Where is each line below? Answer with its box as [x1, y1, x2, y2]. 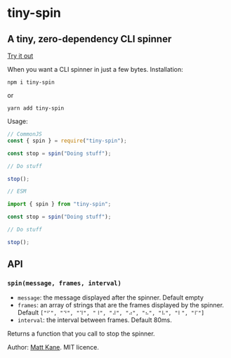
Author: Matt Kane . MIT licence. [7, 343, 100, 352]
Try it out [7, 51, 34, 60]
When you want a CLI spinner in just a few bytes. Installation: [7, 65, 184, 73]
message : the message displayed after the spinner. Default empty [17, 293, 204, 302]
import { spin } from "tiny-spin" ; [7, 200, 112, 208]
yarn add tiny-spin [7, 105, 65, 112]
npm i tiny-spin [7, 79, 55, 86]
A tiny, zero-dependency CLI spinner [7, 33, 172, 45]
